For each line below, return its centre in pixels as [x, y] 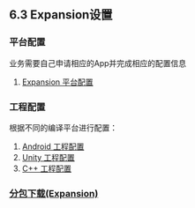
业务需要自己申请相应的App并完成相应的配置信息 [98, 63]
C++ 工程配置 [47, 168]
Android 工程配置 [53, 146]
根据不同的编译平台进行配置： [63, 127]
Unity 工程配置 [48, 157]
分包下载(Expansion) [54, 193]
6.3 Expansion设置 [61, 15]
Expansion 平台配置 [58, 82]
